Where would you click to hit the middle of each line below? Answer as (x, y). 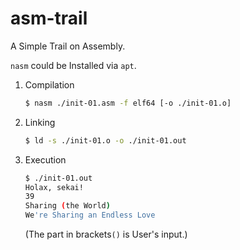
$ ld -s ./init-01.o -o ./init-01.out (105, 140)
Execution (45, 159)
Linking (40, 122)
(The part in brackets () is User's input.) (106, 234)
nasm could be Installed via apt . (73, 65)
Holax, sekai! (54, 187)
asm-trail (49, 18)
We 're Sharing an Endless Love (90, 215)
